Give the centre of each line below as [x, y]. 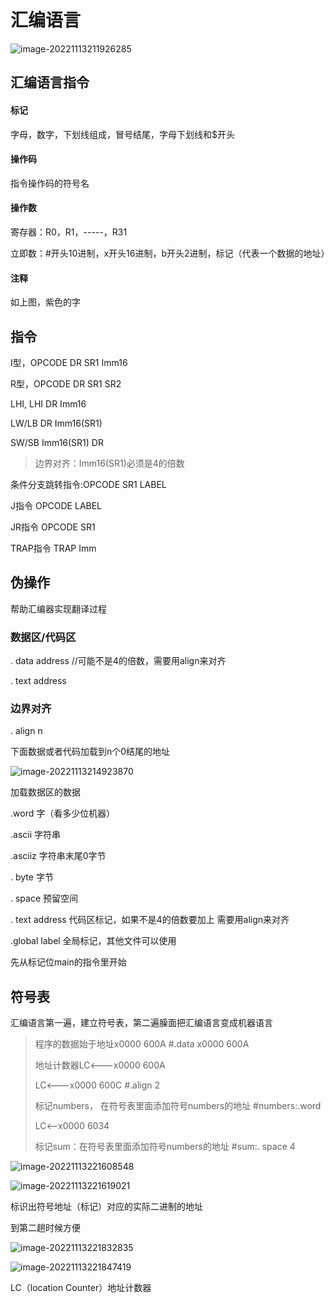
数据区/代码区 [43, 637]
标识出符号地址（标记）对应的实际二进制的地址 [106, 1207]
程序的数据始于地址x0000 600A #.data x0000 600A [142, 1044]
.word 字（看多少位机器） [63, 813]
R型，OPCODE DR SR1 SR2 [66, 383]
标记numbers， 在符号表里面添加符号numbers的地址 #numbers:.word [178, 1106]
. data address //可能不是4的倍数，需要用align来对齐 [118, 661]
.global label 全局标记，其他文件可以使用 [93, 941]
